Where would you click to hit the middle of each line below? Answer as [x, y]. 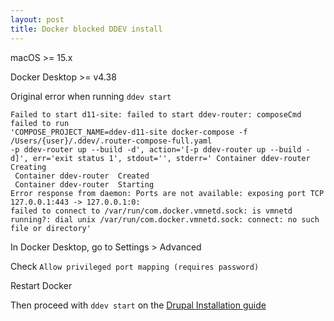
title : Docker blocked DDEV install [86, 29]
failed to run [40, 123]
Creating [28, 167]
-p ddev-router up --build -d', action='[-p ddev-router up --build [156, 149]
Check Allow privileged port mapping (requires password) [135, 266]
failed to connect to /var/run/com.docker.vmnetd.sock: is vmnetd [151, 211]
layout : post [37, 19]
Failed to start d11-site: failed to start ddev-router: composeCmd [156, 114]
